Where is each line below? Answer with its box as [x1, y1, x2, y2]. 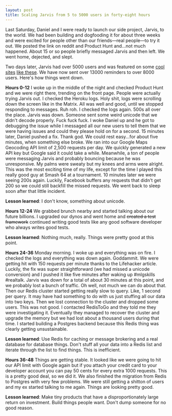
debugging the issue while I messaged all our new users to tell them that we [5, 123, 166, 129]
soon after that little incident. [5, 188, 66, 194]
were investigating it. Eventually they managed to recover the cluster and [5, 309, 160, 315]
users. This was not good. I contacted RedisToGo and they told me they [5, 304, 157, 310]
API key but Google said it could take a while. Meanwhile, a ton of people [5, 150, 160, 156]
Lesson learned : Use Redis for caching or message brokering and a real [5, 335, 158, 342]
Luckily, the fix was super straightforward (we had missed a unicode [5, 266, 150, 272]
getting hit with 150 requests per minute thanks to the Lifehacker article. [5, 260, 158, 267]
